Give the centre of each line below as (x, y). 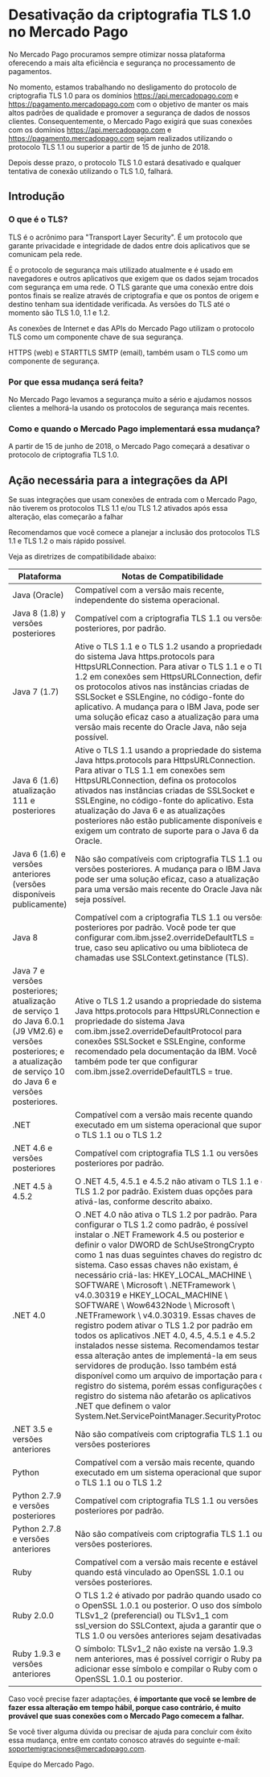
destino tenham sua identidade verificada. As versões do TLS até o (119, 304)
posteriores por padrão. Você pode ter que (155, 928)
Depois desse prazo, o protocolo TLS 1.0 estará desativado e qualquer (125, 162)
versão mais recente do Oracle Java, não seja (161, 727)
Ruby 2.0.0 (33, 1616)
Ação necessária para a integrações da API (118, 480)
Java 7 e (29, 971)
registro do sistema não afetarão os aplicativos (163, 1396)
